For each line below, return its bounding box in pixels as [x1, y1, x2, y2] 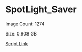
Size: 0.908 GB [5, 30, 37, 37]
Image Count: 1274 [5, 21, 45, 27]
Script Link [5, 40, 28, 47]
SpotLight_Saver [5, 4, 77, 15]
